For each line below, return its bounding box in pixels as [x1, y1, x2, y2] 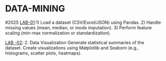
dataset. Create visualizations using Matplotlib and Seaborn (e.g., [5, 45, 139, 51]
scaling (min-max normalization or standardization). [5, 30, 111, 36]
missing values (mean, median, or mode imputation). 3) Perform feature [5, 24, 152, 30]
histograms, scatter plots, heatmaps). [5, 50, 82, 56]
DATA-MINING [5, 3, 66, 14]
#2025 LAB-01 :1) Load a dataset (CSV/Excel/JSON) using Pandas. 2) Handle [5, 19, 162, 25]
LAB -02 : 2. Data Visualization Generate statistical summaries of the [5, 39, 145, 45]
